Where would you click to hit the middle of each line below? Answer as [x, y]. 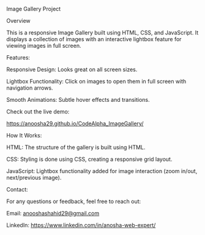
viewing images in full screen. [44, 46]
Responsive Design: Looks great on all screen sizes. [72, 69]
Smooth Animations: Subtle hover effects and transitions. [78, 100]
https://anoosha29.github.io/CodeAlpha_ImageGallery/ [75, 123]
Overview [18, 21]
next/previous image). [34, 178]
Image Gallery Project [34, 9]
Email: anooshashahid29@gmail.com [53, 213]
